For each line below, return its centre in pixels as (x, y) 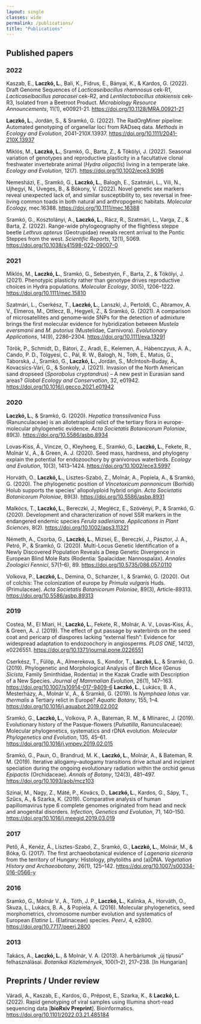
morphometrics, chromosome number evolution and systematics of (89, 914)
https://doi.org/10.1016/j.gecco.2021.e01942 (60, 387)
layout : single (25, 12)
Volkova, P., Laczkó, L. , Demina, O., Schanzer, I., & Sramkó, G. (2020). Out (98, 576)
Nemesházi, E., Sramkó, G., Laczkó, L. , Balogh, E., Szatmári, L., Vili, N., (94, 182)
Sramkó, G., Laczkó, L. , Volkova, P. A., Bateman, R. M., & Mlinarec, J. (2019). (100, 718)
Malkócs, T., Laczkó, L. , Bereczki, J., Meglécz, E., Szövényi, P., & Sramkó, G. (101, 508)
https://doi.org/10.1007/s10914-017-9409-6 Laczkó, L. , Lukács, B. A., (91, 687)
